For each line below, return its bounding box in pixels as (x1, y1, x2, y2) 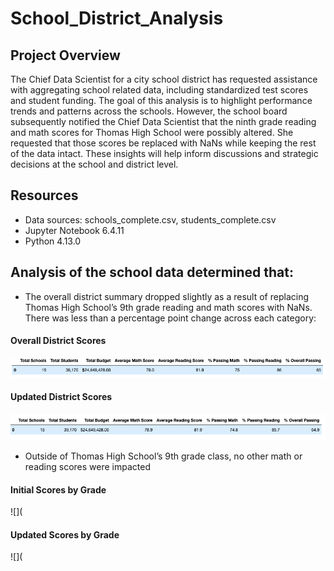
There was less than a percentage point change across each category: (24, 312, 317, 324)
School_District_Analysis (10, 7, 224, 30)
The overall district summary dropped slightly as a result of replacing (24, 290, 309, 302)
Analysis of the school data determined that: (10, 264, 294, 281)
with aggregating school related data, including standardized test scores (10, 84, 309, 96)
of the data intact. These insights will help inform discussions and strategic (10, 148, 319, 159)
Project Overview (10, 47, 121, 64)
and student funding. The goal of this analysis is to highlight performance (10, 95, 313, 106)
